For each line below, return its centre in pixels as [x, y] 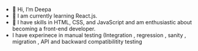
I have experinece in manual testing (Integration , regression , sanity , [99, 35]
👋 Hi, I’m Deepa [32, 9]
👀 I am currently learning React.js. [55, 16]
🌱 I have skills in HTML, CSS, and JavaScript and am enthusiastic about [102, 22]
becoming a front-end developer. [54, 29]
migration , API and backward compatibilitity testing [77, 42]
